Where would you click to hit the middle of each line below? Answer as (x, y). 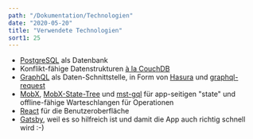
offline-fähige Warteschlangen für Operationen (97, 102)
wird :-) (32, 128)
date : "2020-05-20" (41, 23)
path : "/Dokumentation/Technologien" (71, 15)
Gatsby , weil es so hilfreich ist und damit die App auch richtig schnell (132, 119)
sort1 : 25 (25, 38)
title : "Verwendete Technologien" (66, 30)
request (32, 86)
